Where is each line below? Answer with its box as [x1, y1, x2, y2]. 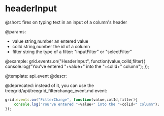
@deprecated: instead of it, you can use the [5, 82, 94, 88]
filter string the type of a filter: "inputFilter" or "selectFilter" [12, 49, 132, 55]
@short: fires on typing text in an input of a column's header [5, 19, 128, 25]
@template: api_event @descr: [5, 73, 67, 79]
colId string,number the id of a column [12, 43, 90, 49]
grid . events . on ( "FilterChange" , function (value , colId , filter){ [5, 97, 138, 102]
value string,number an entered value [12, 38, 89, 44]
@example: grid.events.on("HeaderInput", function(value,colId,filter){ [5, 58, 146, 64]
